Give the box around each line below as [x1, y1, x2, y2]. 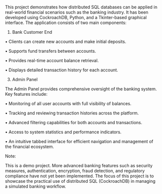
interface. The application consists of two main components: [5, 20, 126, 25]
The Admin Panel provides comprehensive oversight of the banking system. [5, 86, 157, 92]
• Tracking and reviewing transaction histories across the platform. [5, 110, 139, 116]
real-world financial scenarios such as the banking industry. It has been [5, 9, 148, 15]
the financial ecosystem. [5, 144, 54, 150]
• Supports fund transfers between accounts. [5, 48, 96, 54]
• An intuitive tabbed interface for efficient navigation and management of [5, 139, 153, 144]
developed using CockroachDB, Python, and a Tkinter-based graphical [5, 15, 147, 20]
